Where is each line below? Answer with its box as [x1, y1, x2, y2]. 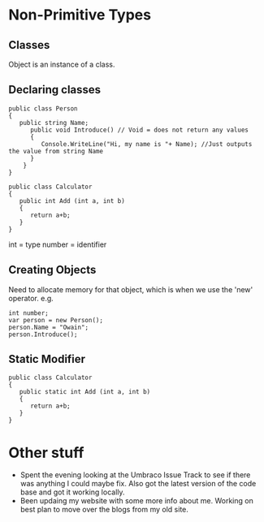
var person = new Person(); [8, 316, 104, 324]
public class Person [8, 104, 79, 113]
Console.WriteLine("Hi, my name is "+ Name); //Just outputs [41, 140, 253, 148]
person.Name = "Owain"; [8, 323, 89, 331]
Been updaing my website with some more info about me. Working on [19, 496, 253, 506]
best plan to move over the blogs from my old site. [19, 505, 189, 515]
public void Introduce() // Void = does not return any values [29, 126, 249, 134]
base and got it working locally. [19, 487, 125, 497]
